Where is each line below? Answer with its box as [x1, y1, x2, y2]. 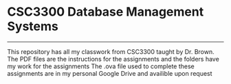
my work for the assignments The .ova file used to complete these [7, 62, 195, 70]
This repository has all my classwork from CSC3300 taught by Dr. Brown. [7, 47, 214, 55]
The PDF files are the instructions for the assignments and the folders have [7, 55, 220, 63]
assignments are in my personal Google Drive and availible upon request [7, 69, 212, 77]
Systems [7, 18, 58, 34]
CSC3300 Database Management [7, 4, 204, 20]
